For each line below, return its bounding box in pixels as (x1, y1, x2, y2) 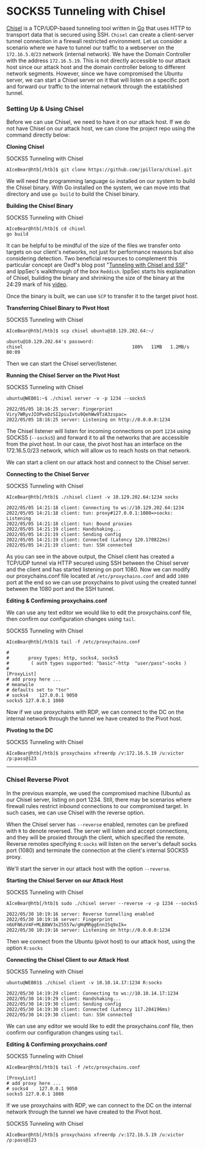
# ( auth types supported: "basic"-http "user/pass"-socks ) (6, 660, 187, 667)
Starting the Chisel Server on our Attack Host (6, 876, 123, 884)
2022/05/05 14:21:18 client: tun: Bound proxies (6, 521, 132, 527)
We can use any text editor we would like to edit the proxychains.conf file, (6, 609, 192, 617)
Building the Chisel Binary (6, 202, 73, 210)
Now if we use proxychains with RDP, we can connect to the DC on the (6, 709, 184, 716)
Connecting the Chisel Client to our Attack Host (6, 956, 129, 963)
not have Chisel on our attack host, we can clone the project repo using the (6, 125, 195, 132)
